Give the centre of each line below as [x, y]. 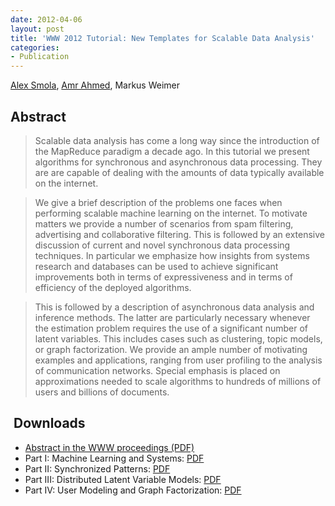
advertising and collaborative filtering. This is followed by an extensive [179, 234]
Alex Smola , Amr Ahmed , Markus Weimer [95, 85]
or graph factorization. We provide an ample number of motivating [171, 349]
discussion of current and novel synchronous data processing [162, 245]
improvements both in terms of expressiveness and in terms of [163, 277]
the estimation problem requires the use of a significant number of [171, 328]
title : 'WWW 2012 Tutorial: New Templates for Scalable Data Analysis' [162, 38]
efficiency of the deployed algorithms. [113, 287]
